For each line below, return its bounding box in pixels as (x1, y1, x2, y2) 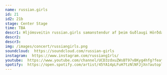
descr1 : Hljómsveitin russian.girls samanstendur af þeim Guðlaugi (5, 30, 148, 35)
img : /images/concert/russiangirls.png (5, 44, 88, 49)
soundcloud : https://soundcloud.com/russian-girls (5, 48, 114, 53)
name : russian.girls (5, 7, 48, 12)
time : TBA (5, 26, 26, 31)
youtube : (5, 58, 23, 63)
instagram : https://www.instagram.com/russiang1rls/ (5, 53, 119, 58)
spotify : (5, 62, 23, 67)
